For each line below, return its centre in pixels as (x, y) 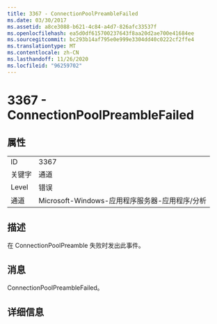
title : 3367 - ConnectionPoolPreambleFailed (73, 14)
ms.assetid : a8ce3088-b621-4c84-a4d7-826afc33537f (82, 27)
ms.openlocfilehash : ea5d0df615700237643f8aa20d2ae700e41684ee (101, 33)
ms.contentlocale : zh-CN (43, 53)
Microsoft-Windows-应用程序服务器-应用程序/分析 (123, 200)
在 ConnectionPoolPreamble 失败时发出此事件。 (76, 246)
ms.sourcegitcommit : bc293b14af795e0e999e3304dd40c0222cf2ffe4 (101, 40)
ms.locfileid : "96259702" (45, 66)
